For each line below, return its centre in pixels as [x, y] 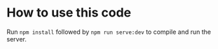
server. [17, 39]
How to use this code [69, 13]
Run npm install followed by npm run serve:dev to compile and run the [109, 32]
